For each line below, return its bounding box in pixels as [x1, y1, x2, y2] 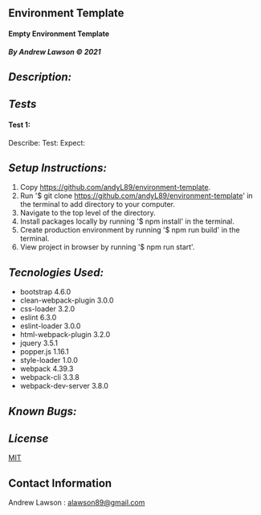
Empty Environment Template [8, 28, 110, 39]
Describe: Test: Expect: [8, 138, 86, 147]
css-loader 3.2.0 [19, 304, 75, 314]
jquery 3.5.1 [19, 338, 59, 348]
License [8, 431, 49, 445]
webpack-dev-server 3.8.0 [19, 381, 108, 391]
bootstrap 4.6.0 [19, 287, 71, 297]
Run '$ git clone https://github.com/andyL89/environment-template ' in [19, 191, 253, 200]
